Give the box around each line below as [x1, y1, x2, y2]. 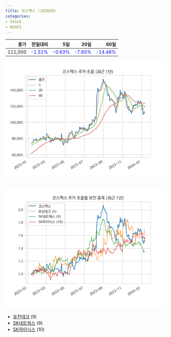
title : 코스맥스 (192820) [5, 8, 56, 13]
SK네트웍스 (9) [12, 320, 43, 326]
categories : [5, 13, 31, 19]
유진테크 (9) [12, 313, 37, 320]
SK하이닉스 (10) [12, 326, 45, 332]
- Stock [5, 19, 22, 24]
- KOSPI [5, 25, 22, 30]
